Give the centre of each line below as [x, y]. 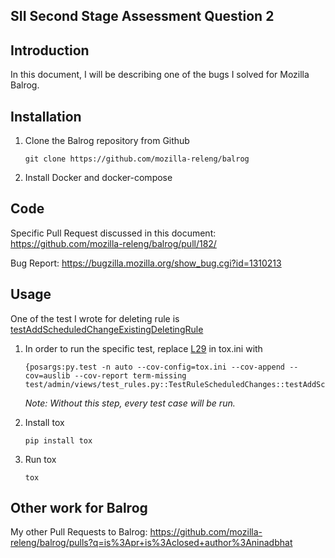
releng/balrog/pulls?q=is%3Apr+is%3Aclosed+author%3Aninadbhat [151, 543]
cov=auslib [47, 375]
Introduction [50, 50]
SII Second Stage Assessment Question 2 [142, 16]
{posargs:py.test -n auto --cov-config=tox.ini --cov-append [155, 367]
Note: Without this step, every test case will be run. [130, 403]
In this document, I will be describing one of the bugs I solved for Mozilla [160, 75]
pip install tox [58, 440]
